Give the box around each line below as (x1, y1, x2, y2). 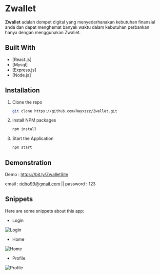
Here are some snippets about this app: (5, 208, 84, 214)
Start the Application (12, 136, 54, 141)
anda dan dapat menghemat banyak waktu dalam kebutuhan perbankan (5, 24, 150, 30)
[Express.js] (12, 67, 37, 73)
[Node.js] (12, 72, 31, 78)
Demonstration (5, 158, 52, 167)
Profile (12, 255, 26, 261)
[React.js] (12, 57, 32, 62)
